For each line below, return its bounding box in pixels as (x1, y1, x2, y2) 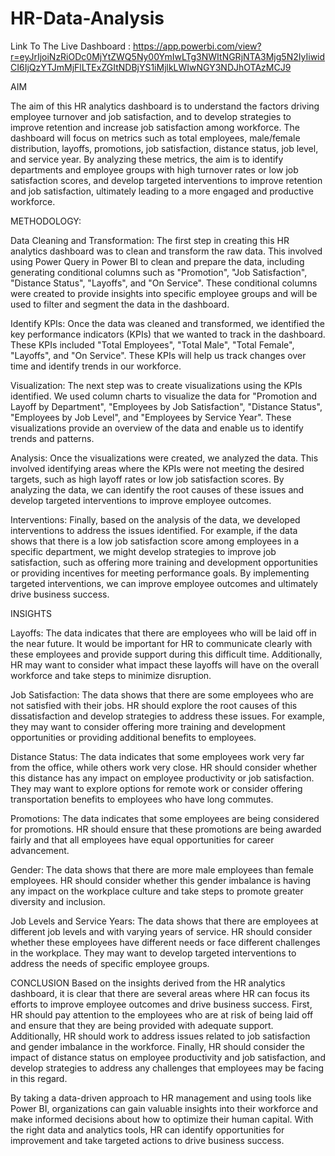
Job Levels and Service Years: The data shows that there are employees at (10, 915, 319, 927)
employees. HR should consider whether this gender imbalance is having (10, 874, 312, 886)
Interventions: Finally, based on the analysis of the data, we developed (10, 513, 301, 526)
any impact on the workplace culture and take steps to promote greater (10, 885, 304, 897)
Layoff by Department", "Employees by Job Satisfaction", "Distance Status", (10, 400, 323, 412)
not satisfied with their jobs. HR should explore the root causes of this (10, 699, 298, 711)
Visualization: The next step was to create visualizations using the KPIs (10, 379, 303, 391)
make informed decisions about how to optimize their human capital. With (10, 1113, 314, 1125)
